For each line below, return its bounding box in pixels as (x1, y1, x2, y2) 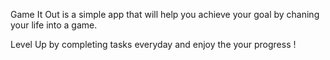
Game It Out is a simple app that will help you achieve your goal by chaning (10, 9, 320, 20)
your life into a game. (10, 19, 98, 31)
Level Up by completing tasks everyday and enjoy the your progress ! (10, 39, 297, 50)
